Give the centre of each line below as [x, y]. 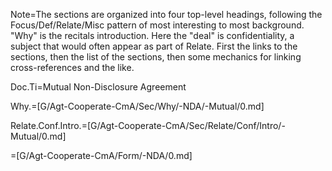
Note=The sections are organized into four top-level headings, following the [166, 14]
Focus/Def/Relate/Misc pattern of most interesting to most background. [157, 25]
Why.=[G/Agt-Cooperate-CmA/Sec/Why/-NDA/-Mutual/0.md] [137, 106]
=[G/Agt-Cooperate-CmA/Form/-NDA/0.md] [101, 155]
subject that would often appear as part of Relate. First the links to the [154, 46]
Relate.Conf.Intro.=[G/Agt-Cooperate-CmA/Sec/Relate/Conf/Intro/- [148, 125]
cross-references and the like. [72, 67]
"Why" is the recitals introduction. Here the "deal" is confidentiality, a [152, 35]
